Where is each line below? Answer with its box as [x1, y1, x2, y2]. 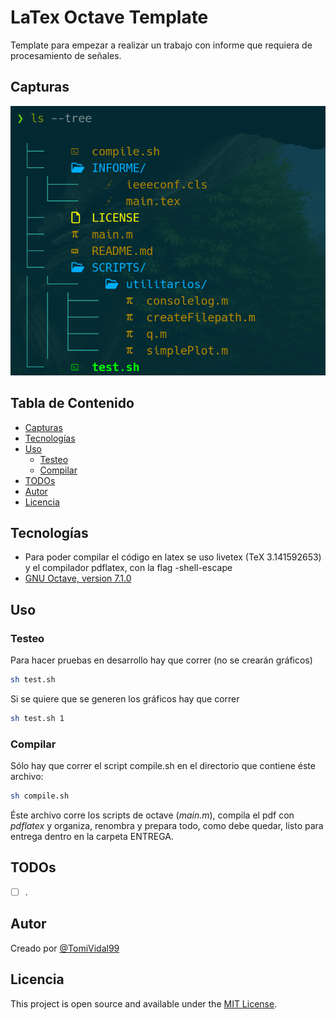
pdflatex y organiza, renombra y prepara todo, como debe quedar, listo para [10, 820, 324, 832]
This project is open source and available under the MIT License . [10, 997, 278, 1010]
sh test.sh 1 [10, 714, 65, 724]
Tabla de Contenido [10, 395, 135, 412]
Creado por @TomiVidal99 [10, 942, 120, 954]
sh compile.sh [10, 791, 70, 801]
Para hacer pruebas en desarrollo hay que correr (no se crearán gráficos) [10, 654, 313, 666]
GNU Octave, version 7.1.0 [24, 572, 132, 585]
